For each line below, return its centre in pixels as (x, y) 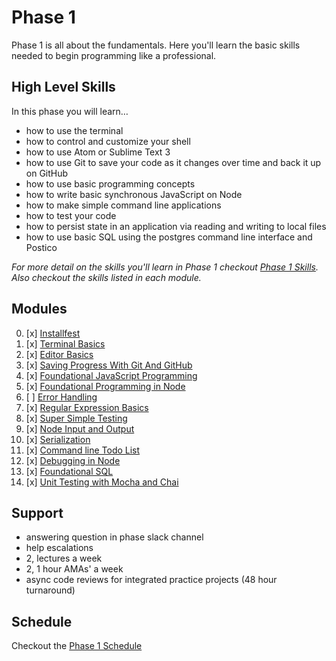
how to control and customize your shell (108, 141)
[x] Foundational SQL (69, 471)
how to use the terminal (74, 130)
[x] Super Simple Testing (76, 418)
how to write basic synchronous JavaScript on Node (134, 194)
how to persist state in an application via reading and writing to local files (176, 226)
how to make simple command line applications (123, 205)
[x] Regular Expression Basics (87, 407)
